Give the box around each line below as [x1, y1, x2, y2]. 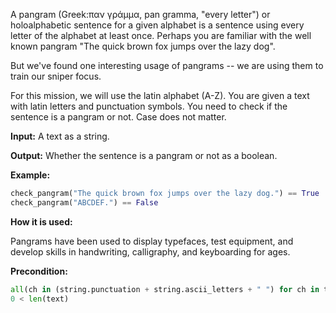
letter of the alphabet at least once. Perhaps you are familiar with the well [10, 30, 312, 41]
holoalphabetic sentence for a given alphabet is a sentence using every [10, 19, 305, 31]
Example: [10, 169, 51, 181]
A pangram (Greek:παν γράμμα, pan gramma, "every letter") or [10, 9, 271, 20]
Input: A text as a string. [10, 130, 110, 142]
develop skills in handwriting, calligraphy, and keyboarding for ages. [10, 245, 291, 258]
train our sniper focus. [10, 70, 102, 82]
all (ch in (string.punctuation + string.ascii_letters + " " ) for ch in [10, 284, 320, 294]
